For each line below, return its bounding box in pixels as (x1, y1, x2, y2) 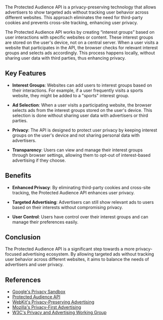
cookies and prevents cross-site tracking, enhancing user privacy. (5, 20, 138, 25)
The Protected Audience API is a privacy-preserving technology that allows (5, 4, 156, 10)
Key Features (5, 69, 46, 78)
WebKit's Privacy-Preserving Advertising (12, 299, 95, 305)
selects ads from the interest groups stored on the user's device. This (12, 107, 152, 113)
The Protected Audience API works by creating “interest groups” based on (5, 29, 155, 35)
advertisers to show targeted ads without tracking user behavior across (5, 9, 149, 15)
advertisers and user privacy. (5, 261, 64, 268)
